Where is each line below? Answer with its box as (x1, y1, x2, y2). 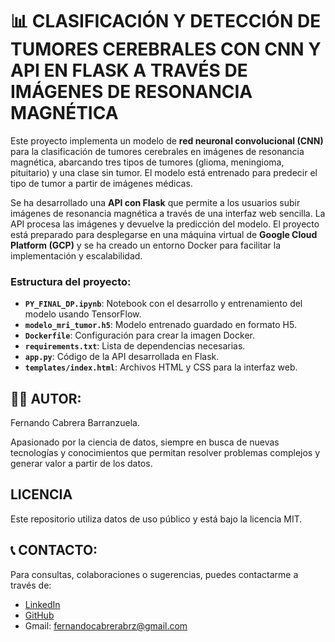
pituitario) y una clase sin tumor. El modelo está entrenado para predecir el (10, 166, 318, 178)
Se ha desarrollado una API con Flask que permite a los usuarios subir (10, 196, 301, 208)
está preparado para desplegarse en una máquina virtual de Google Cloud (10, 228, 318, 240)
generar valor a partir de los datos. (10, 458, 153, 470)
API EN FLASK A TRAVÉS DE (10, 59, 248, 82)
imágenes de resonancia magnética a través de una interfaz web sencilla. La (10, 207, 326, 219)
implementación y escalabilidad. (10, 249, 143, 262)
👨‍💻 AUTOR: (10, 390, 82, 407)
